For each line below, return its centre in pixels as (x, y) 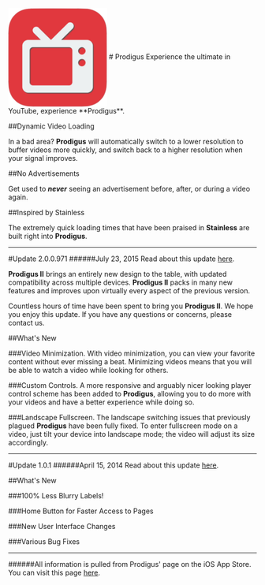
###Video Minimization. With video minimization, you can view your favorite (132, 353)
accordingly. (28, 442)
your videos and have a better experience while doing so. (101, 402)
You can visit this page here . (54, 572)
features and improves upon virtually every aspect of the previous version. (129, 291)
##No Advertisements (44, 173)
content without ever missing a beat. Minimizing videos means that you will (130, 361)
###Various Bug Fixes (44, 542)
